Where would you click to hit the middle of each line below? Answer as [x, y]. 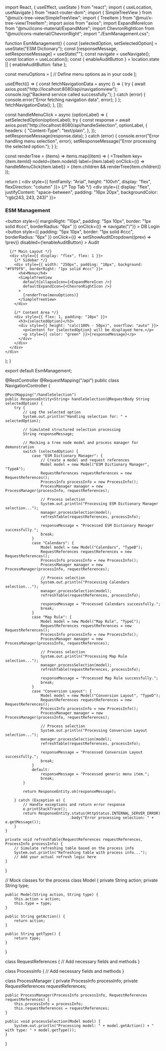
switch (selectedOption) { [51, 451]
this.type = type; [33, 903]
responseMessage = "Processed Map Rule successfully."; [99, 678]
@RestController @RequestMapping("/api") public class [62, 380]
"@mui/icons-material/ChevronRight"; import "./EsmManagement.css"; [78, 34]
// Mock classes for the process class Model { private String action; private [82, 880]
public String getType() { [33, 934]
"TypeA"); [15, 469]
